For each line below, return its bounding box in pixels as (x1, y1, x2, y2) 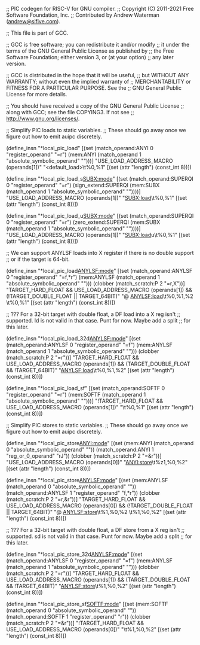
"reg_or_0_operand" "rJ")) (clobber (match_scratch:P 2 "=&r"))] (6, 452, 162, 460)
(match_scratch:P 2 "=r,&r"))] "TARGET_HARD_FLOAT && (6, 496, 146, 503)
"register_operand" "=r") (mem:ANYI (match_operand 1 (6, 151, 141, 158)
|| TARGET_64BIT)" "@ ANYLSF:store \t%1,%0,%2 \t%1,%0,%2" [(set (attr (6, 509, 187, 515)
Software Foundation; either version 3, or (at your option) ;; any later (6, 54, 174, 60)
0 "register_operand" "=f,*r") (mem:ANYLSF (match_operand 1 (6, 273, 160, 281)
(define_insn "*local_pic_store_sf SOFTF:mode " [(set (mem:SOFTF (6, 601, 168, 607)
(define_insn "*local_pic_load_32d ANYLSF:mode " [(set (6, 335, 141, 342)
